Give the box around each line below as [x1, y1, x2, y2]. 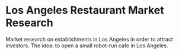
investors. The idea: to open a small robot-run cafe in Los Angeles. [5, 42, 168, 49]
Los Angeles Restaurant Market [5, 4, 164, 17]
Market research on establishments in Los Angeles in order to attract [5, 35, 173, 43]
